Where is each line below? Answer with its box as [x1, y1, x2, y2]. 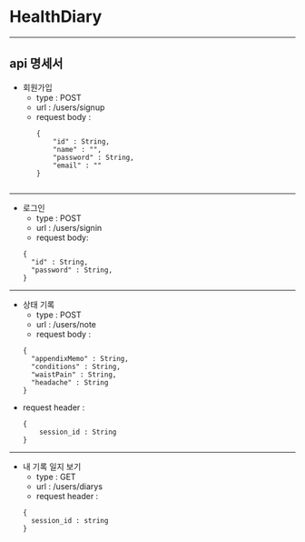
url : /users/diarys [35, 480, 103, 492]
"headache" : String [31, 377, 109, 387]
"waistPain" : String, [31, 370, 117, 379]
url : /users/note [35, 318, 97, 329]
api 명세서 [9, 56, 64, 72]
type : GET [35, 471, 76, 482]
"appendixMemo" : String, [31, 354, 129, 363]
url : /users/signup [35, 102, 105, 113]
